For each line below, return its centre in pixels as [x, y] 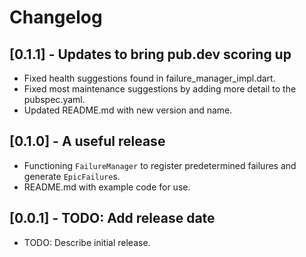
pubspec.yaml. [54, 99]
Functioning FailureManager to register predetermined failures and [160, 165]
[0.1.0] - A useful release [87, 141]
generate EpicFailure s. [72, 176]
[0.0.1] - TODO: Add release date [112, 218]
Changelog [56, 17]
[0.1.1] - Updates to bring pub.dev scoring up [150, 54]
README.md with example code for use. [107, 187]
